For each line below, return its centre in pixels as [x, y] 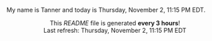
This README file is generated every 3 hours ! [115, 23]
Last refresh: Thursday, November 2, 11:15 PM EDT [115, 30]
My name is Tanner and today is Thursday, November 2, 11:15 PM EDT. [106, 10]
